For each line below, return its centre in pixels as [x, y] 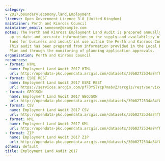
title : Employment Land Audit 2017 [41, 151]
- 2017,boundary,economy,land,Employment [48, 14]
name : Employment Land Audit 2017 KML [49, 124]
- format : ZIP [20, 133]
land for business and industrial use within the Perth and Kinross [81, 42]
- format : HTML [21, 64]
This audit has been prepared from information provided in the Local [83, 46]
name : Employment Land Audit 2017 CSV [49, 110]
